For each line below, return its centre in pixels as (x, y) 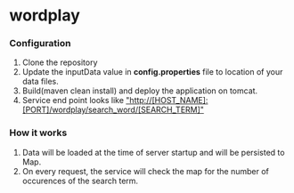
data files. (41, 82)
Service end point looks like (73, 101)
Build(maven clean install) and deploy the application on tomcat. (140, 91)
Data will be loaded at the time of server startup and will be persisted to (153, 152)
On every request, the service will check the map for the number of (146, 171)
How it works (38, 133)
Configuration (40, 44)
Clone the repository (60, 62)
